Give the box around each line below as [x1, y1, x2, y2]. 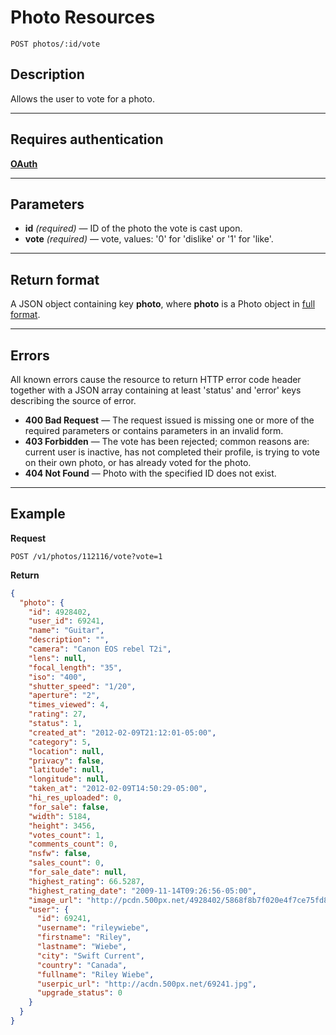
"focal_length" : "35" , [28, 662, 123, 673]
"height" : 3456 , [28, 821, 97, 831]
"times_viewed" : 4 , [28, 700, 110, 710]
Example [10, 506, 66, 523]
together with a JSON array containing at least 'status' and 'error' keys [10, 384, 302, 396]
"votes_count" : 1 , [28, 830, 105, 840]
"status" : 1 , [28, 719, 83, 729]
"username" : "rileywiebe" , [36, 923, 150, 933]
